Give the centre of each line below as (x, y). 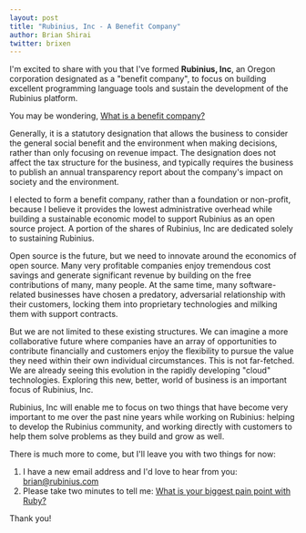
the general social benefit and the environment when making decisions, (143, 143)
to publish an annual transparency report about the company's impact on (147, 172)
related (23, 295)
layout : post (34, 18)
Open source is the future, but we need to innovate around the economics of (153, 256)
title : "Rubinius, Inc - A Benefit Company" (95, 26)
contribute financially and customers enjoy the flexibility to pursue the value (152, 351)
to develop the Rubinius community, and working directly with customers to (151, 427)
